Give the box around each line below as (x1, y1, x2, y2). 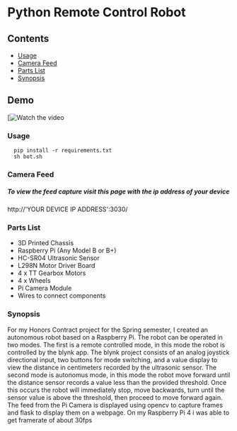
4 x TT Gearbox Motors (17, 269, 86, 277)
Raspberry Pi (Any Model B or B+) (17, 246, 117, 255)
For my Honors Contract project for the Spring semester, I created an (7, 325, 209, 334)
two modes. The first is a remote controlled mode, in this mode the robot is (7, 340, 225, 349)
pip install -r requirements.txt (13, 147, 112, 155)
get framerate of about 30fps (7, 415, 93, 424)
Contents (7, 33, 50, 45)
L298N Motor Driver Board (17, 262, 96, 270)
